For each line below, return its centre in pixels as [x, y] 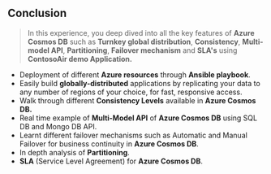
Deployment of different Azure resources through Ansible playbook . [135, 74]
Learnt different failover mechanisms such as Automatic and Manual [133, 135]
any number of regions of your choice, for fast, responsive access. [131, 92]
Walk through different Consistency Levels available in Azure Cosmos [138, 100]
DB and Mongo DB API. [58, 126]
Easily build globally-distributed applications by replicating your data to [140, 83]
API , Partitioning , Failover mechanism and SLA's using [144, 50]
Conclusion [37, 13]
